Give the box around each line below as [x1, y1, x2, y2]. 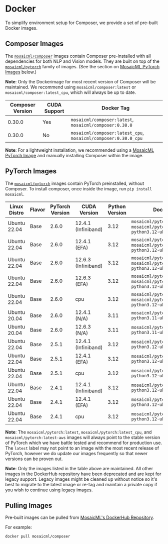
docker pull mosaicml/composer [5, 534, 70, 539]
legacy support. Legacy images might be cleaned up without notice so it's [5, 476, 157, 482]
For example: [5, 524, 32, 530]
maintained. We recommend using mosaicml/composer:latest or [5, 84, 136, 90]
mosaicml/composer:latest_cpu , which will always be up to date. [5, 89, 136, 95]
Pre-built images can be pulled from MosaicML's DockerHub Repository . [5, 514, 154, 520]
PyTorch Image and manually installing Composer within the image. [5, 152, 144, 158]
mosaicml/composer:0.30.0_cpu [70, 135, 143, 141]
